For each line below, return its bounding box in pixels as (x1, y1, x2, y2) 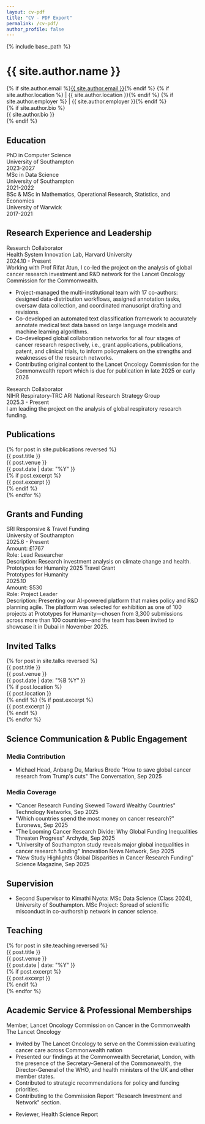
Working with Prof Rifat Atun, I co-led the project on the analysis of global (6, 263, 192, 271)
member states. (15, 1072, 55, 1080)
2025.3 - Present (6, 398, 50, 406)
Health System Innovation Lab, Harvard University (6, 250, 133, 258)
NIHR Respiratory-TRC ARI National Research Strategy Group (6, 392, 160, 399)
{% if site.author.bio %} (6, 104, 65, 112)
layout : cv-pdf (6, 9, 45, 15)
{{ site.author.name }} (6, 64, 121, 79)
